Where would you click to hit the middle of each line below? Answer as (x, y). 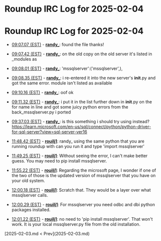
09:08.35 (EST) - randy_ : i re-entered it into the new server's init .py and (83, 78)
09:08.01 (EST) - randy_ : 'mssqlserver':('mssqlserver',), (67, 68)
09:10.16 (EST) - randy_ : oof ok (42, 93)
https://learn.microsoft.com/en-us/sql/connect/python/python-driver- (81, 127)
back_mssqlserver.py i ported (41, 112)
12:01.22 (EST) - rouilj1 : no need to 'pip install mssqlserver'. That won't (82, 219)
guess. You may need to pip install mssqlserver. (59, 161)
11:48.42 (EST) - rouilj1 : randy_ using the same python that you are (78, 141)
